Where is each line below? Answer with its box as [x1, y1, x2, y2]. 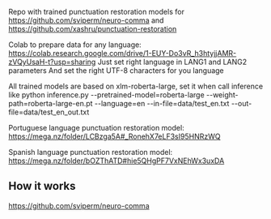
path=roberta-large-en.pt [8, 99, 93, 108]
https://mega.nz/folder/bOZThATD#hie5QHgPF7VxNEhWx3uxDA [8, 156, 225, 165]
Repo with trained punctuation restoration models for [8, 7, 184, 16]
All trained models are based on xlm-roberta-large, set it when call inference [8, 81, 264, 91]
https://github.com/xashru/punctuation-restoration [8, 24, 177, 33]
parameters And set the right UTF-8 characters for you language [8, 66, 224, 75]
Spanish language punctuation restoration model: [8, 148, 173, 157]
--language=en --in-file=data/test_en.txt [94, 99, 230, 108]
